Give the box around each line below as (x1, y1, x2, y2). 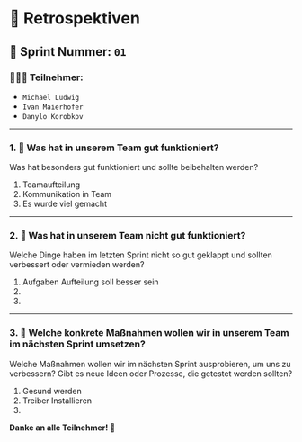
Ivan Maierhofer (22, 103, 84, 112)
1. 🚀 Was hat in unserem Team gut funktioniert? (9, 141, 219, 154)
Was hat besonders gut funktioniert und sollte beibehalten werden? (9, 162, 259, 173)
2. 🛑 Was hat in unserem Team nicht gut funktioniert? (9, 230, 246, 242)
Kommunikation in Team (22, 189, 112, 200)
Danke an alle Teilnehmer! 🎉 (9, 422, 115, 433)
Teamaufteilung (22, 179, 81, 190)
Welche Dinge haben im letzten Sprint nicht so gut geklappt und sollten (9, 249, 272, 260)
